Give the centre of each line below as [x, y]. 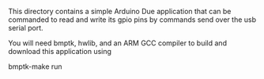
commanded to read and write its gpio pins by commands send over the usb [132, 20]
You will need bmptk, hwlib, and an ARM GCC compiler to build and [118, 43]
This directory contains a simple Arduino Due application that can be [120, 11]
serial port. [26, 28]
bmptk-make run [35, 66]
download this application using [60, 51]
